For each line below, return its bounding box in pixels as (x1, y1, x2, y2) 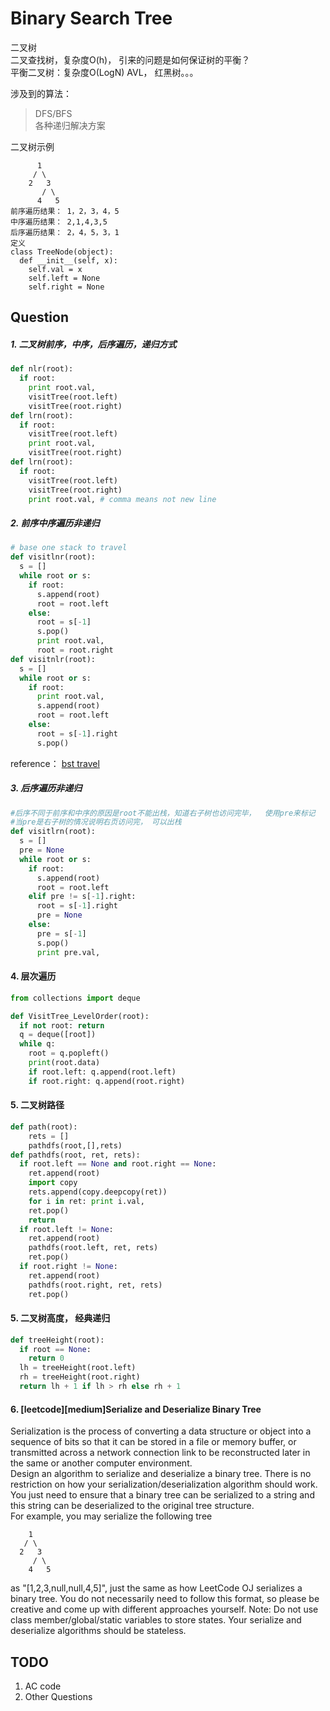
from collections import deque (10, 993, 141, 1003)
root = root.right (36, 645, 114, 656)
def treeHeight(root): (10, 1335, 105, 1345)
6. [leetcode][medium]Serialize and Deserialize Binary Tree (10, 1403, 262, 1415)
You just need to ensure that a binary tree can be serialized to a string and (10, 1489, 315, 1501)
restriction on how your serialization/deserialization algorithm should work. (10, 1478, 318, 1491)
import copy (28, 1178, 78, 1188)
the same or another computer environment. (10, 1457, 193, 1469)
